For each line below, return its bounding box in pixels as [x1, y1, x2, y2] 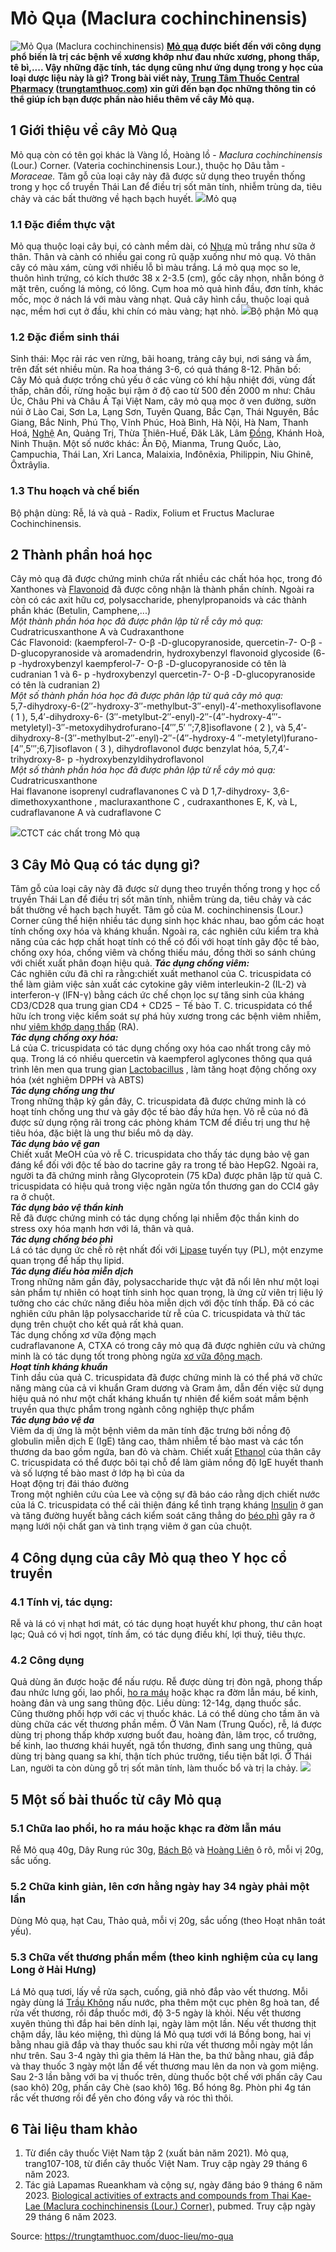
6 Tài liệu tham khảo [10, 2120, 138, 2137]
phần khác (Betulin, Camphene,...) [10, 605, 152, 617]
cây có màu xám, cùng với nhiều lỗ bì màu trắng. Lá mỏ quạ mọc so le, [10, 262, 302, 274]
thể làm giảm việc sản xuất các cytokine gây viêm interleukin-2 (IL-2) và [10, 978, 307, 991]
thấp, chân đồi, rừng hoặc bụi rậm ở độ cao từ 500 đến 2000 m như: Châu [10, 385, 316, 397]
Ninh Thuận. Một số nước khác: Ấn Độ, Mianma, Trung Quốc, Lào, [10, 438, 282, 450]
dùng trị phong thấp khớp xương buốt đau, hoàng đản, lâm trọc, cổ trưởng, [10, 1729, 317, 1741]
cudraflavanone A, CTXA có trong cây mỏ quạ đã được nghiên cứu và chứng [10, 1340, 326, 1352]
